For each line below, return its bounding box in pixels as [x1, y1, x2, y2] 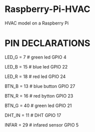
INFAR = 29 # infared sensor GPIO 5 [4, 121, 79, 128]
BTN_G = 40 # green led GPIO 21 [4, 102, 72, 108]
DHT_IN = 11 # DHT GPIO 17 [4, 112, 61, 118]
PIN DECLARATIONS [4, 37, 90, 49]
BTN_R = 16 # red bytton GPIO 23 [4, 92, 73, 98]
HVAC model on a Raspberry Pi [4, 20, 69, 26]
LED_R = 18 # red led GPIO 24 [4, 73, 66, 79]
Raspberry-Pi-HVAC [4, 3, 90, 15]
